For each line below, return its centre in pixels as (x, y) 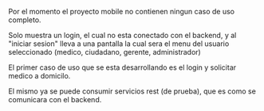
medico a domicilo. (39, 76)
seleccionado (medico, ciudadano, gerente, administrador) (104, 52)
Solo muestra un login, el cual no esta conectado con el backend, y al (122, 35)
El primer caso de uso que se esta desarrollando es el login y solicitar (122, 67)
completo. (25, 20)
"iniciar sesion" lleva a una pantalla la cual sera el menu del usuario (119, 44)
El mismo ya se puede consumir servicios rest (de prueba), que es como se (132, 91)
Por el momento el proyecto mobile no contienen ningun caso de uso (122, 11)
